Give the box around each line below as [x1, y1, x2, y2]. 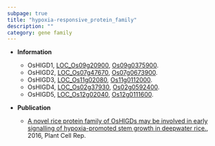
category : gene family [7, 29, 72, 36]
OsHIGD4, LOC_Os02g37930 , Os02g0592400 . [27, 83, 160, 91]
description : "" [7, 23, 54, 29]
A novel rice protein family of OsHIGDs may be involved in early [27, 117, 208, 125]
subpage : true [7, 10, 48, 17]
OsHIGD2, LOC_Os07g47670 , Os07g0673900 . [27, 69, 158, 77]
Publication [17, 104, 51, 112]
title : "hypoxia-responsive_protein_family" [7, 16, 137, 23]
